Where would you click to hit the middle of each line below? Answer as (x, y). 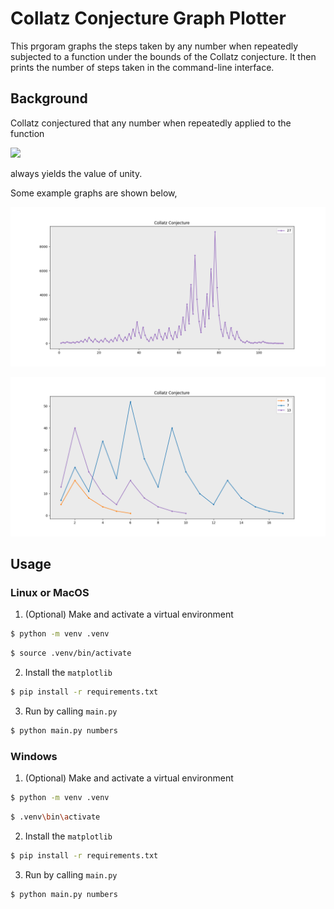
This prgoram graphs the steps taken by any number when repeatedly (154, 46)
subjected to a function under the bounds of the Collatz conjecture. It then (163, 56)
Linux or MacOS (50, 592)
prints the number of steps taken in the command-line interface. (142, 67)
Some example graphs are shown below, (94, 193)
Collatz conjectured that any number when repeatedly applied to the (151, 123)
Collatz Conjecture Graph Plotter (148, 18)
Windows (34, 756)
